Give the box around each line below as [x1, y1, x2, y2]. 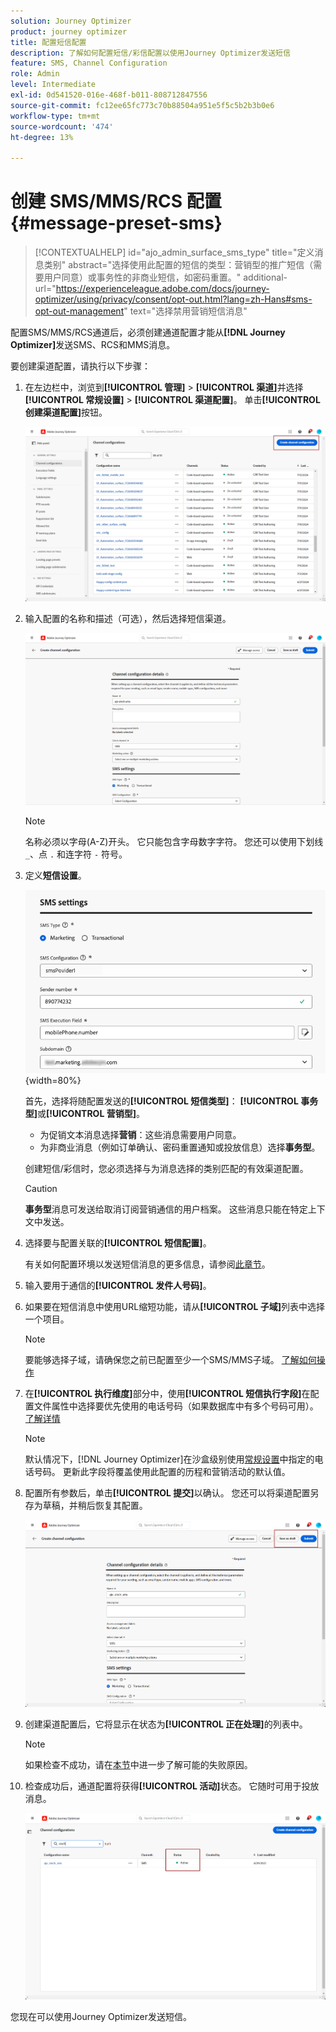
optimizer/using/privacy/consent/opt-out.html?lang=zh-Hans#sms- [34, 293, 313, 305]
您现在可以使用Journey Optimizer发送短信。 [10, 2010, 192, 2022]
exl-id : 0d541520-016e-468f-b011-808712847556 [10, 90, 208, 100]
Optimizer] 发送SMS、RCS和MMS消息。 [10, 339, 176, 351]
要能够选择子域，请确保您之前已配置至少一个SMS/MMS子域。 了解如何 [24, 1354, 317, 1366]
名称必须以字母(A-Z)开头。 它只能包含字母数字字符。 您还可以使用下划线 [24, 835, 324, 847]
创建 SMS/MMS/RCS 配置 [10, 190, 222, 213]
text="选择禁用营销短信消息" [129, 305, 248, 317]
